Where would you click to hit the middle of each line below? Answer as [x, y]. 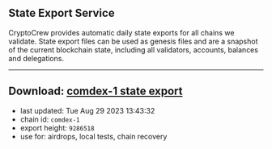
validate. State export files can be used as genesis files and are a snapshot [133, 41]
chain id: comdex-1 [50, 119]
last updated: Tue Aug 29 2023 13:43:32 [87, 110]
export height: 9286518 [57, 127]
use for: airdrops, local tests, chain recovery [93, 136]
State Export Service [62, 13]
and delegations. [36, 58]
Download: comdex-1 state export [96, 91]
